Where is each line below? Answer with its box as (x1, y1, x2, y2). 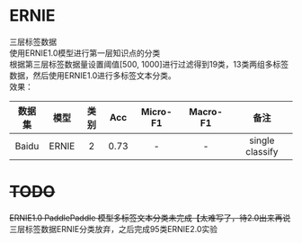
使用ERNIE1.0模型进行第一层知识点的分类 (9, 47, 161, 58)
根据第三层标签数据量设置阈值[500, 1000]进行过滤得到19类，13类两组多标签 (9, 58, 289, 69)
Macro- (188, 105, 223, 118)
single (248, 134, 275, 147)
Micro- (140, 105, 173, 118)
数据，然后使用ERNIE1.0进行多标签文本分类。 (9, 69, 177, 81)
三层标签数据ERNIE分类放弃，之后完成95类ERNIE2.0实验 (9, 223, 218, 234)
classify (245, 145, 279, 157)
